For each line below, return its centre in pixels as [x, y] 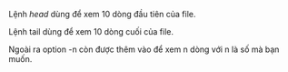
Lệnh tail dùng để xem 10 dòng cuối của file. [91, 31]
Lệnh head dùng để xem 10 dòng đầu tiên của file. [102, 14]
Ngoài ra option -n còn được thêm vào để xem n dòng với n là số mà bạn [144, 49]
